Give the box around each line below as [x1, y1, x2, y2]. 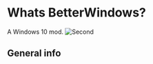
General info [7, 47, 61, 59]
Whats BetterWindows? [7, 5, 146, 21]
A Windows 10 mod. [7, 28, 64, 36]
